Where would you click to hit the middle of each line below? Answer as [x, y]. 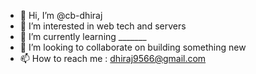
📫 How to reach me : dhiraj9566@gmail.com [113, 58]
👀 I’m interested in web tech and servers [103, 26]
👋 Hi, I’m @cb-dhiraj [61, 15]
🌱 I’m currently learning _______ [83, 36]
